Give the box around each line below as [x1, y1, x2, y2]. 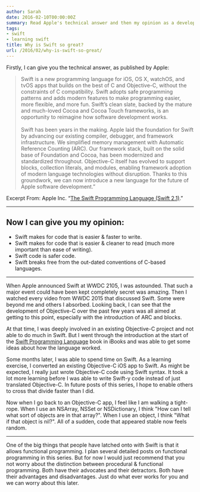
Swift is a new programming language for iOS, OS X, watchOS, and [20, 75, 185, 82]
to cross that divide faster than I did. [6, 387, 95, 394]
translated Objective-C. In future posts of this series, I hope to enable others [6, 381, 193, 388]
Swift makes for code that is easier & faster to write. [14, 233, 142, 240]
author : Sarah [6, 8, 42, 15]
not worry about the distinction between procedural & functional [6, 460, 164, 468]
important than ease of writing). [14, 245, 93, 253]
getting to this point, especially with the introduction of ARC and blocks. [6, 313, 182, 320]
